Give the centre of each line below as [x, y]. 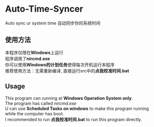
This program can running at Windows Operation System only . [69, 98]
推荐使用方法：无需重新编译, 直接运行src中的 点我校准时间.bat [67, 71]
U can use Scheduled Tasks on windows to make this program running [77, 109]
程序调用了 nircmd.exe [28, 58]
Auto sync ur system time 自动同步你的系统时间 [53, 23]
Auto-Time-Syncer [44, 9]
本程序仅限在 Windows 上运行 [34, 53]
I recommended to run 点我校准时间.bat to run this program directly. [74, 119]
